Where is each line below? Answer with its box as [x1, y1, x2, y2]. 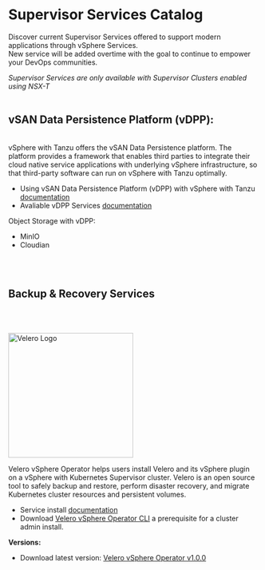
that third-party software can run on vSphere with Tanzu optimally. [8, 168, 227, 177]
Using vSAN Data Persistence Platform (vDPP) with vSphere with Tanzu [19, 184, 255, 193]
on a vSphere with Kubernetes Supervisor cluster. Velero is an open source [8, 473, 255, 482]
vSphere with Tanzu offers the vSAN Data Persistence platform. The [8, 142, 232, 152]
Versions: [8, 537, 42, 547]
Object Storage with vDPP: [8, 216, 96, 225]
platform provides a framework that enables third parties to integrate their [8, 151, 251, 160]
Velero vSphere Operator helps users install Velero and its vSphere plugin [8, 464, 250, 473]
